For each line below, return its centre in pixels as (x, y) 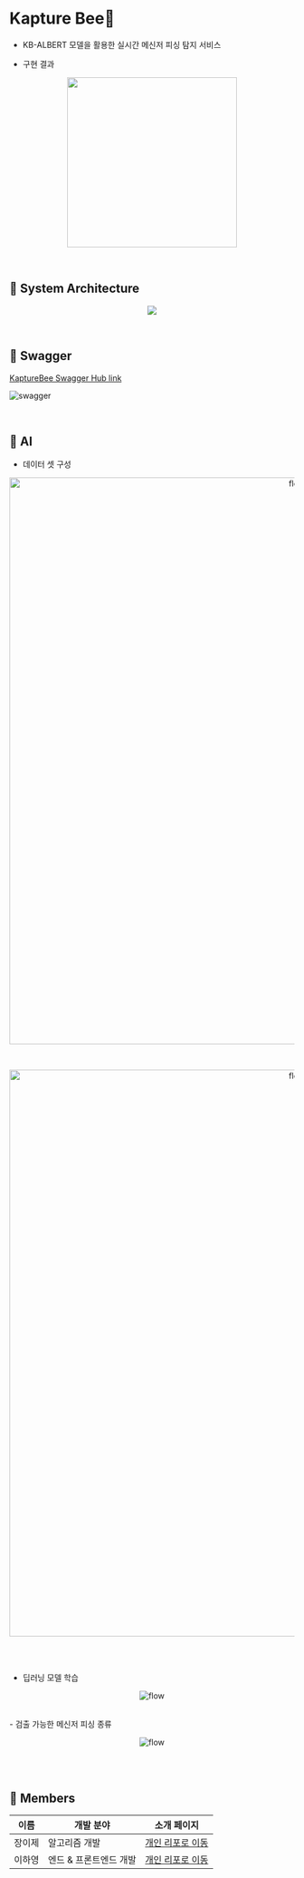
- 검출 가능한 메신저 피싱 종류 (61, 1724)
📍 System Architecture (75, 289)
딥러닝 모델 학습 (50, 1678)
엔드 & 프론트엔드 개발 (92, 1860)
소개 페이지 (176, 1825)
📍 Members (43, 1798)
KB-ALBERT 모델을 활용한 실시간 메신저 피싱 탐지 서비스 (122, 44)
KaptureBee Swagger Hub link (66, 378)
